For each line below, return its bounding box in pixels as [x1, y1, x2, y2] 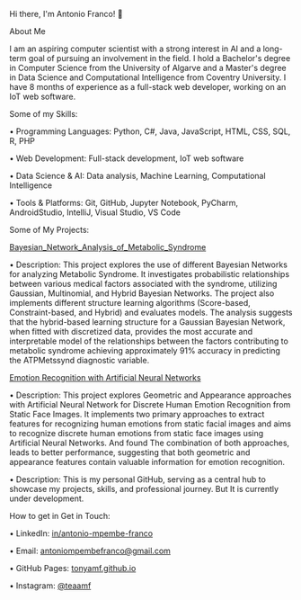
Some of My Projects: [9, 225, 90, 235]
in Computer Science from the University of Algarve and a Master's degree [9, 63, 287, 73]
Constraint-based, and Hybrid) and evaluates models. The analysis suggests [9, 307, 293, 318]
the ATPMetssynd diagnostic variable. [9, 355, 150, 365]
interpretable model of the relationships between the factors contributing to [9, 336, 289, 346]
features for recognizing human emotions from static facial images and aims [9, 418, 292, 429]
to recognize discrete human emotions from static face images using [9, 428, 264, 438]
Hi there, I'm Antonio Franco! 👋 [9, 9, 123, 19]
